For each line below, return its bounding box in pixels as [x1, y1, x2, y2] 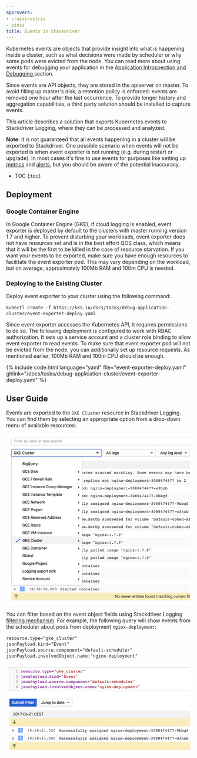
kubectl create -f [6, 305, 51, 311]
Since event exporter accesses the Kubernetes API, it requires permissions [6, 321, 188, 328]
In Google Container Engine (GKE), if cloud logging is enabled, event [6, 220, 172, 227]
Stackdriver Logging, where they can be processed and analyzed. [6, 125, 166, 132]
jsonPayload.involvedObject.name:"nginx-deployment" [6, 653, 138, 659]
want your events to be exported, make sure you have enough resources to [6, 251, 188, 259]
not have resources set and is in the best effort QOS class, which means [6, 239, 181, 246]
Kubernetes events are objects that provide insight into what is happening [6, 45, 185, 53]
